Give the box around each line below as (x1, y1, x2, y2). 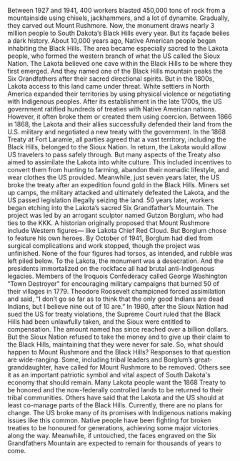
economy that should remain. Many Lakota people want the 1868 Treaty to (7, 378, 226, 387)
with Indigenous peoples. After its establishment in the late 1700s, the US (7, 97, 223, 106)
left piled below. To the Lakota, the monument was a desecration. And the (7, 257, 224, 265)
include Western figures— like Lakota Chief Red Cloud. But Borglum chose (7, 227, 226, 234)
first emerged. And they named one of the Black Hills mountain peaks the (7, 67, 223, 75)
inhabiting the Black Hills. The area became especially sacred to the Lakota (7, 44, 229, 52)
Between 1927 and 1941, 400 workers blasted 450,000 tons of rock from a (7, 6, 226, 14)
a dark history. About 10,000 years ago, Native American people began (7, 36, 216, 45)
